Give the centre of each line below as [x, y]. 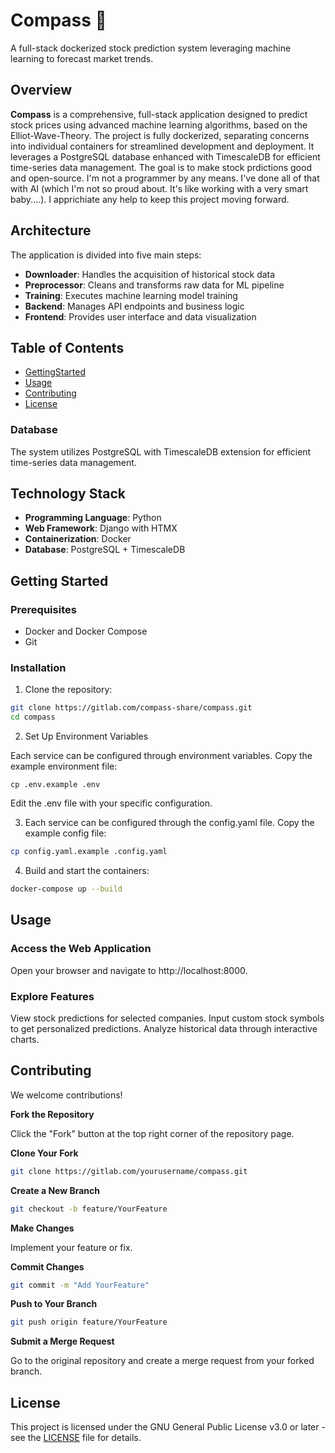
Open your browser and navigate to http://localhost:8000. [129, 970]
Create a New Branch [55, 1190]
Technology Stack [68, 494]
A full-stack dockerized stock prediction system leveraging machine [151, 48]
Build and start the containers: [87, 871]
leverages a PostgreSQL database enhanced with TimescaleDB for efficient [165, 156]
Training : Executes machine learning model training [131, 295]
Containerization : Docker [78, 539]
